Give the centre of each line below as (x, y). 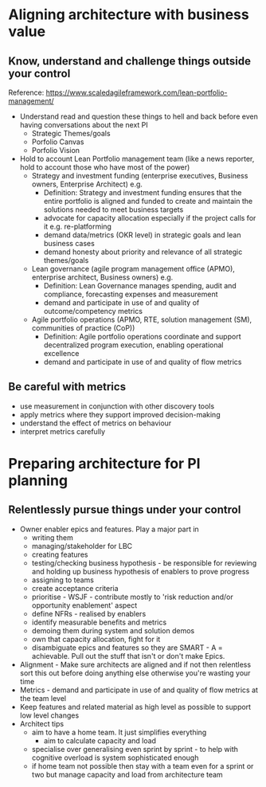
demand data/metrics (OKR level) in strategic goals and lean (142, 235)
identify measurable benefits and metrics (99, 622)
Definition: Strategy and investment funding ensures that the (143, 192)
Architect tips (42, 723)
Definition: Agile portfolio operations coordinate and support (142, 337)
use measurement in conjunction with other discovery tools (117, 406)
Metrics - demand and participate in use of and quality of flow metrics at (139, 690)
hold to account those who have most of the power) (105, 167)
